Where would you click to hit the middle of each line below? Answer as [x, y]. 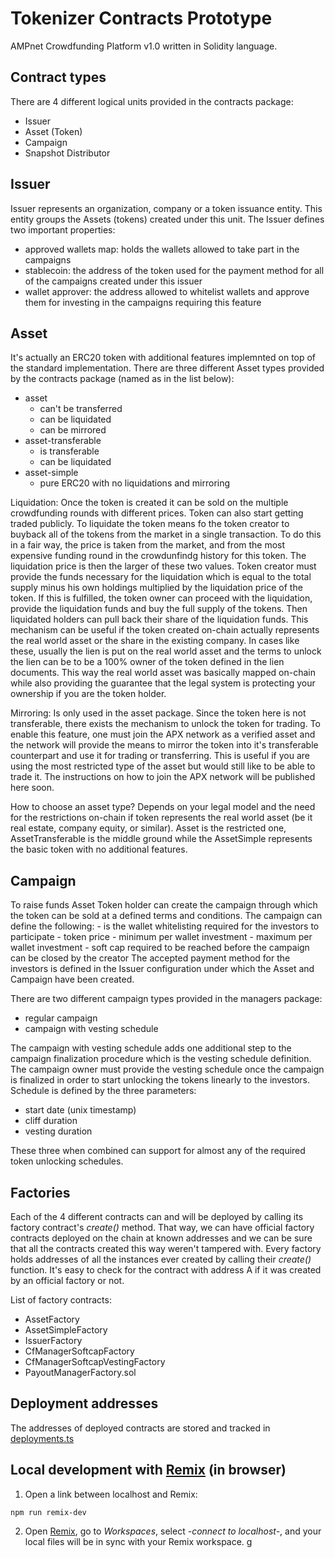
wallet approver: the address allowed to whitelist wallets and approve [167, 291]
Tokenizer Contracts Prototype [141, 18]
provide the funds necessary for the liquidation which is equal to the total [161, 577]
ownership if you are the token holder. [88, 694]
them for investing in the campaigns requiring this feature [143, 302]
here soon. [32, 788]
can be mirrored [73, 430]
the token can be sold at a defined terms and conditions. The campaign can [166, 916]
